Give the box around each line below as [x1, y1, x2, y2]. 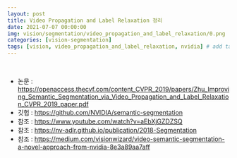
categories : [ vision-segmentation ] [7, 37, 112, 44]
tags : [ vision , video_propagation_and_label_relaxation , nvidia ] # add [7, 43, 222, 50]
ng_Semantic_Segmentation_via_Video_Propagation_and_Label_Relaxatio [17, 92, 229, 101]
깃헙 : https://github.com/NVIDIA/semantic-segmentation [17, 109, 183, 116]
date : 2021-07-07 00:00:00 [7, 23, 87, 30]
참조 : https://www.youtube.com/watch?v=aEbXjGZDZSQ [17, 117, 183, 126]
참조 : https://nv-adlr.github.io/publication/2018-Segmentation [17, 126, 197, 134]
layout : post [7, 10, 46, 18]
